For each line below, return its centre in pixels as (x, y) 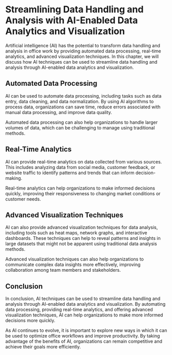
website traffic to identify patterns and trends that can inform (70, 173)
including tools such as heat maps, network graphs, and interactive (76, 233)
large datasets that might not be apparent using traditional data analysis (81, 244)
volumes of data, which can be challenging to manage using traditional (80, 127)
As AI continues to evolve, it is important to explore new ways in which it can (86, 330)
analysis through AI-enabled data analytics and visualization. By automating (85, 304)
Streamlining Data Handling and (74, 10)
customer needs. (23, 199)
